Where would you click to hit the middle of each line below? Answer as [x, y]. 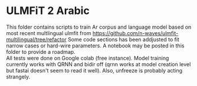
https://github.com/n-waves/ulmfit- [135, 33]
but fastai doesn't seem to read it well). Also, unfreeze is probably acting [94, 70]
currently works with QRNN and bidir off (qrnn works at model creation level [98, 64]
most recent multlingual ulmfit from [49, 33]
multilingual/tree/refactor [36, 39]
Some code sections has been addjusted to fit [124, 39]
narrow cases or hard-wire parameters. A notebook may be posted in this [95, 46]
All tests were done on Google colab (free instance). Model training [88, 58]
